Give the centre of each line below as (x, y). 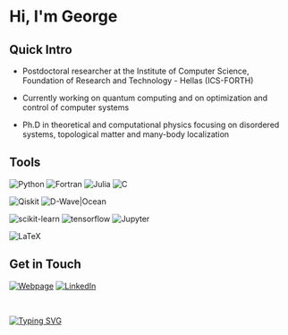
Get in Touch (46, 265)
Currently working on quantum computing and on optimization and (145, 98)
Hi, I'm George (64, 17)
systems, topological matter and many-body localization (126, 134)
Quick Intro (41, 50)
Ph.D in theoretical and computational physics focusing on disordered (151, 125)
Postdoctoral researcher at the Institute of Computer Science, (136, 71)
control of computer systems (76, 107)
